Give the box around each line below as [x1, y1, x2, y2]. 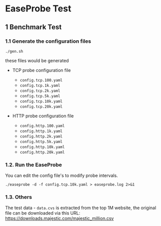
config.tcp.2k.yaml [19, 88, 61, 93]
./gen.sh [5, 49, 23, 54]
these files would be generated [5, 58, 69, 64]
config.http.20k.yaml [19, 150, 65, 154]
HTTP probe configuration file [12, 113, 74, 119]
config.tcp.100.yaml [19, 77, 63, 82]
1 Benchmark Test [5, 23, 62, 31]
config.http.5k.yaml [19, 139, 63, 144]
